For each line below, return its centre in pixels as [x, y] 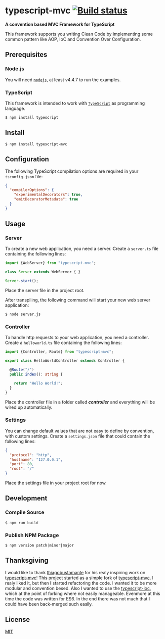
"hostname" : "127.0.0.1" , [36, 460]
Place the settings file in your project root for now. [56, 483]
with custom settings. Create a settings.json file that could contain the [78, 436]
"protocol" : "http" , [31, 455]
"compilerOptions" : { [32, 190]
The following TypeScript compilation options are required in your [72, 171]
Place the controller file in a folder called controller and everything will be [80, 402]
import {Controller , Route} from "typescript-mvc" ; [59, 352]
